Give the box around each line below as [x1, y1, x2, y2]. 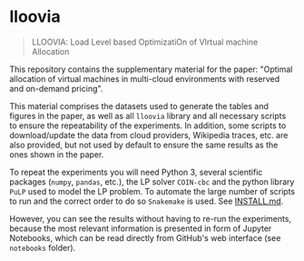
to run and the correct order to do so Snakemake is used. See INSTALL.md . [9, 196, 284, 206]
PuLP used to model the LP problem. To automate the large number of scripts [9, 186, 296, 196]
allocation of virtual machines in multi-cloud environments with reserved [9, 73, 280, 84]
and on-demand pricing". [9, 83, 103, 94]
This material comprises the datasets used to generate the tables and [9, 100, 270, 111]
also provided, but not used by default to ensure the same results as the [9, 139, 279, 150]
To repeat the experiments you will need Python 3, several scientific [9, 166, 263, 177]
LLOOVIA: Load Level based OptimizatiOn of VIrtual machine [31, 36, 259, 47]
